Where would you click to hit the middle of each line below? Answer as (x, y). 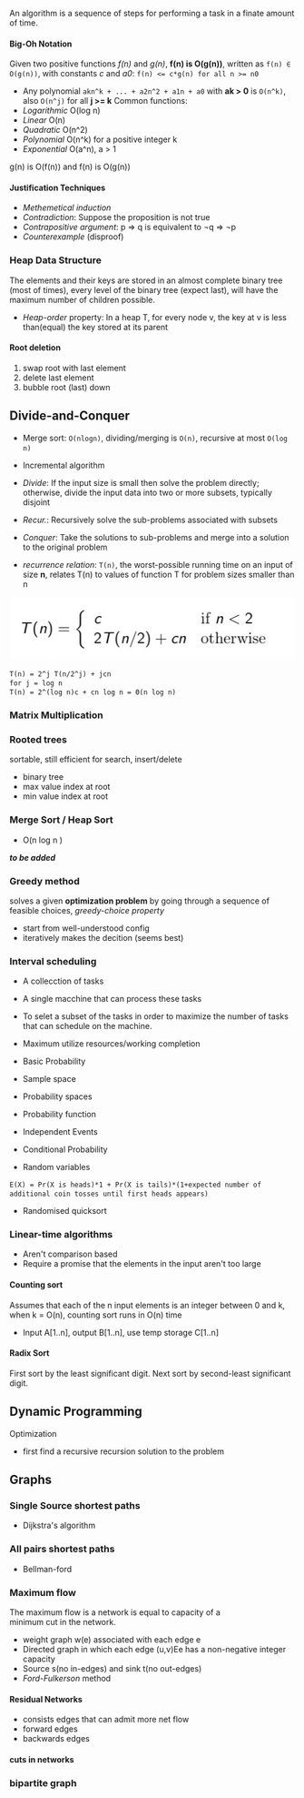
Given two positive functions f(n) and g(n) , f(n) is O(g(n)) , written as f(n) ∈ (150, 64)
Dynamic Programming (76, 1412)
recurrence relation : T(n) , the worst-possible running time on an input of (157, 564)
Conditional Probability (65, 1149)
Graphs (31, 1480)
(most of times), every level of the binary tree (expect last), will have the (144, 289)
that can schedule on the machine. (87, 1026)
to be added (33, 857)
